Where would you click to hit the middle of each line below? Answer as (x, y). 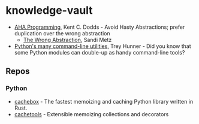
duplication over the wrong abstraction (62, 33)
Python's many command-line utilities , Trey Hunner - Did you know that (102, 46)
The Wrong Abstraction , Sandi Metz (67, 40)
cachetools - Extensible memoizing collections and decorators (91, 114)
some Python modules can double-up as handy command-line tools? (99, 52)
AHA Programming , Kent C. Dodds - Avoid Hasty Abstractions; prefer (99, 27)
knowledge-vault (49, 10)
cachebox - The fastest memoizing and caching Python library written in (104, 101)
